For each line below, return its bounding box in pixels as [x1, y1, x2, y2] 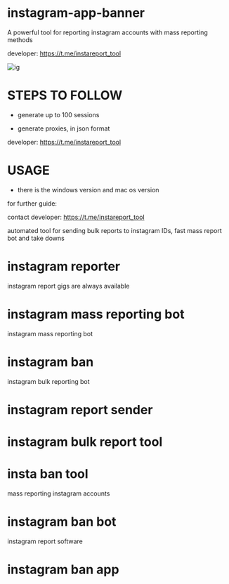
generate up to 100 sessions [17, 110, 100, 119]
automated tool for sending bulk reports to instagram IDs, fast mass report [7, 226, 223, 234]
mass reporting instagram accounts [7, 489, 110, 498]
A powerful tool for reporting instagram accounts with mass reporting [7, 28, 209, 36]
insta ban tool [7, 466, 89, 482]
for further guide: [7, 199, 58, 208]
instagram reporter [7, 258, 121, 274]
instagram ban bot [7, 514, 117, 530]
